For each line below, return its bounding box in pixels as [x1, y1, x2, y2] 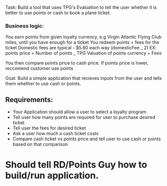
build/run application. [5, 170, 99, 181]
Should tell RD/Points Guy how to [5, 159, 148, 171]
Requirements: [5, 95, 53, 104]
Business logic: [5, 22, 44, 29]
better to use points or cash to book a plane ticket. [5, 10, 111, 16]
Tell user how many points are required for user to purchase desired [12, 114, 156, 120]
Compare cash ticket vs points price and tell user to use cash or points [12, 136, 161, 142]
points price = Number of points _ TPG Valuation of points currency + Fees [5, 50, 162, 56]
